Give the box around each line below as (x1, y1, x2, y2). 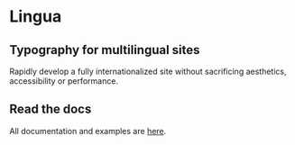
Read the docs (9, 102, 92, 117)
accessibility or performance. (9, 76, 119, 86)
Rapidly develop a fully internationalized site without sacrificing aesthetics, (9, 66, 287, 77)
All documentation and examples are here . (9, 125, 167, 136)
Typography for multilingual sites (9, 42, 200, 58)
